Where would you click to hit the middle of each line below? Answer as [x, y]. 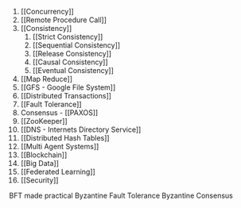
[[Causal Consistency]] [70, 62]
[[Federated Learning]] [58, 171]
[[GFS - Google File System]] [68, 87]
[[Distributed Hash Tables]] [65, 138]
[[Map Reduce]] [47, 79]
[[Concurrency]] [47, 12]
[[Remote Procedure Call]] [63, 20]
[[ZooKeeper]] [44, 121]
